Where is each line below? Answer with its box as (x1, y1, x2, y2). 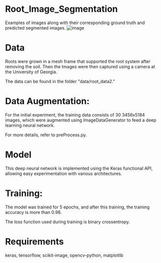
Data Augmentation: (5, 96, 90, 107)
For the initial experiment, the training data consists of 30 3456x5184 (5, 112, 145, 117)
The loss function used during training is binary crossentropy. (5, 219, 130, 225)
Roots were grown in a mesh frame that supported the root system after (5, 58, 151, 64)
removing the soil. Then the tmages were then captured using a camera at (5, 63, 156, 69)
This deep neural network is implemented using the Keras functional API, (5, 165, 153, 171)
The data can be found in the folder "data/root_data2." (5, 78, 115, 84)
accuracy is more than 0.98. (5, 209, 62, 215)
